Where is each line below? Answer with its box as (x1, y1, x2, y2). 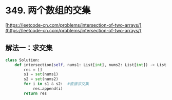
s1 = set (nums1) (24, 72, 59, 77)
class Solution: (5, 57, 40, 63)
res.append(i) (32, 86, 63, 91)
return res (24, 91, 47, 96)
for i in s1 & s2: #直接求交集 (24, 82, 89, 87)
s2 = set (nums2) (24, 76, 59, 82)
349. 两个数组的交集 (5, 5, 91, 16)
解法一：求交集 (5, 44, 53, 52)
